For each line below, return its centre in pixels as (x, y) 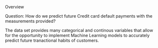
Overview (14, 7)
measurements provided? (30, 21)
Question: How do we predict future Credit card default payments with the (79, 16)
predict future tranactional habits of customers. (52, 40)
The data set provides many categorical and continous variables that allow (79, 30)
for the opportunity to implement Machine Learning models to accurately (77, 35)
